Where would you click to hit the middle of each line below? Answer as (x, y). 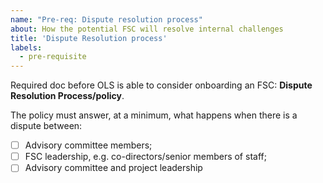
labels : (26, 47)
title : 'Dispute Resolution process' (89, 38)
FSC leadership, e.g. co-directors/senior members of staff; (145, 157)
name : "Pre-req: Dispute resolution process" (106, 19)
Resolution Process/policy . (67, 96)
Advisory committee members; (88, 145)
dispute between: (46, 126)
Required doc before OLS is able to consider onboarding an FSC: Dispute (161, 85)
